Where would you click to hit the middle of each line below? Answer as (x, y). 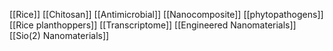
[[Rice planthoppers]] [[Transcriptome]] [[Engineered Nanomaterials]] (153, 25)
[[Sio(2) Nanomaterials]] (59, 35)
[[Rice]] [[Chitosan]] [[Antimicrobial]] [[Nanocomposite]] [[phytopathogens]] (166, 14)
